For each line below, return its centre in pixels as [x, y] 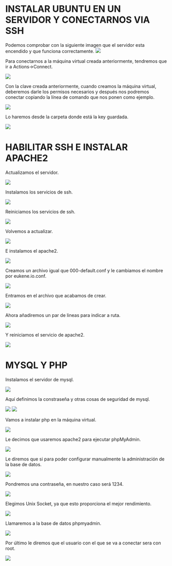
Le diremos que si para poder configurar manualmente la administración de [85, 459]
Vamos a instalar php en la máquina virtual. [51, 419]
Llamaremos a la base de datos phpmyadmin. [53, 523]
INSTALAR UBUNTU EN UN [63, 9]
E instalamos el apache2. [32, 251]
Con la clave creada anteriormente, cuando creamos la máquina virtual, [81, 86]
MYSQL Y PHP [36, 365]
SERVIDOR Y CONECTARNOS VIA [78, 20]
